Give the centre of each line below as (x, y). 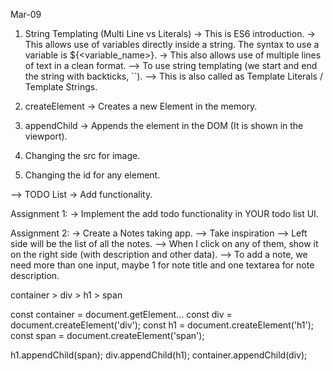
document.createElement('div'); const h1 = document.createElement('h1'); (162, 325)
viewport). (46, 136)
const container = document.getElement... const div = (121, 314)
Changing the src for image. (82, 155)
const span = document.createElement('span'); (107, 335)
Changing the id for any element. (92, 175)
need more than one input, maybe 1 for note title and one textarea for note (162, 265)
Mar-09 (26, 14)
